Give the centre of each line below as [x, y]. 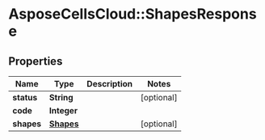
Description [110, 84]
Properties [36, 61]
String [61, 98]
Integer [63, 110]
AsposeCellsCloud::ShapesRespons [132, 14]
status [25, 98]
